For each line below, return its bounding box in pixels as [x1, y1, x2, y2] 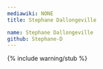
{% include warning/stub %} [7, 55, 88, 63]
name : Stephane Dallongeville [7, 29, 94, 36]
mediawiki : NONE [7, 10, 54, 17]
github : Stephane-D [7, 35, 63, 42]
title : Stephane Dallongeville [7, 17, 97, 23]
